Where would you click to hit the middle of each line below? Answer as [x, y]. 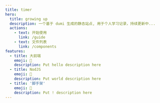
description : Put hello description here [57, 65]
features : [15, 51]
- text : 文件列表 [31, 42]
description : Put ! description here [53, 93]
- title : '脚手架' [28, 83]
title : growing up [29, 19]
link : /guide [32, 38]
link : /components [37, 47]
